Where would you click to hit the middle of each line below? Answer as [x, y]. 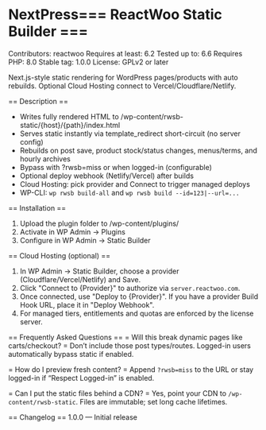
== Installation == [37, 207]
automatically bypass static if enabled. [71, 354]
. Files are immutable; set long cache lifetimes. [152, 401]
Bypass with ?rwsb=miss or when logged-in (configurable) [116, 167]
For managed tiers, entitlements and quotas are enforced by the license [137, 313]
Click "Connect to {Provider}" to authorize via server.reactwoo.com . [130, 288]
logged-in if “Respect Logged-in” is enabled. [81, 378]
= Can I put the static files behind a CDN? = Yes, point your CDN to [118, 393]
